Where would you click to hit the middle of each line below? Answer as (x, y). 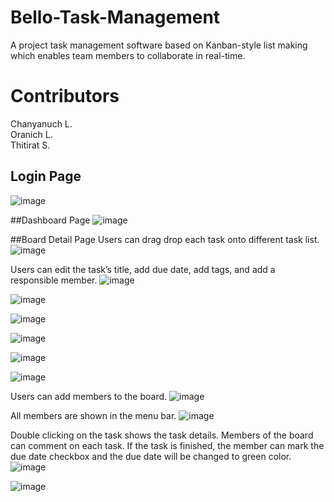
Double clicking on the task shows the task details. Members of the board (162, 435)
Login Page (46, 176)
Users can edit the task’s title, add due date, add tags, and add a (143, 269)
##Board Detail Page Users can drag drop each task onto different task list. (165, 239)
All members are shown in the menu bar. (93, 415)
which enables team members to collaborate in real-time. (128, 55)
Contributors (65, 96)
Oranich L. (31, 134)
